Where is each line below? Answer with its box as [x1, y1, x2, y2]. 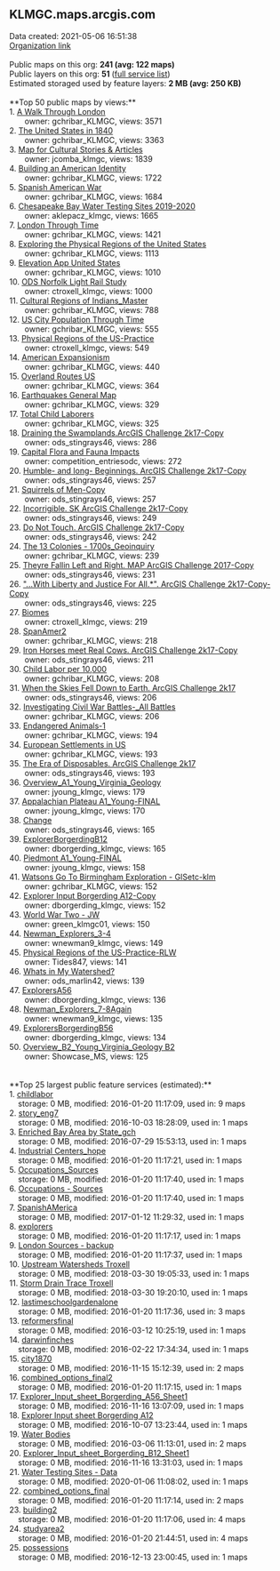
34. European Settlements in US [9, 739, 126, 749]
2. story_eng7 [9, 1107, 60, 1118]
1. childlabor [9, 1088, 53, 1099]
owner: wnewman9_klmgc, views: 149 [24, 937, 164, 948]
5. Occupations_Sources [9, 1164, 100, 1174]
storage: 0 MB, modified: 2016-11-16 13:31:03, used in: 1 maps [17, 1457, 244, 1468]
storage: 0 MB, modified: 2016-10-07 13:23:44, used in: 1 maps [17, 1419, 248, 1430]
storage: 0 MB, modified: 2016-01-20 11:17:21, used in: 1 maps [17, 1155, 243, 1166]
